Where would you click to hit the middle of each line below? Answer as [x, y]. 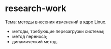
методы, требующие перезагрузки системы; [58, 31]
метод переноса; [29, 36]
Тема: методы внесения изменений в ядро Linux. [56, 22]
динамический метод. [35, 41]
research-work [36, 8]
